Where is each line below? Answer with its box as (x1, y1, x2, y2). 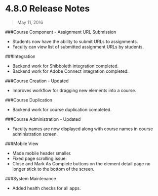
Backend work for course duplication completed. (12, 106, 112, 112)
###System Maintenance (5, 175, 56, 181)
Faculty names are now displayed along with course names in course (12, 126, 153, 132)
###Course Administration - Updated (5, 116, 81, 122)
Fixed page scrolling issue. (12, 155, 67, 161)
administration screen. (12, 131, 58, 137)
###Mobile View (5, 141, 39, 147)
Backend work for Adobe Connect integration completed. (12, 68, 129, 74)
